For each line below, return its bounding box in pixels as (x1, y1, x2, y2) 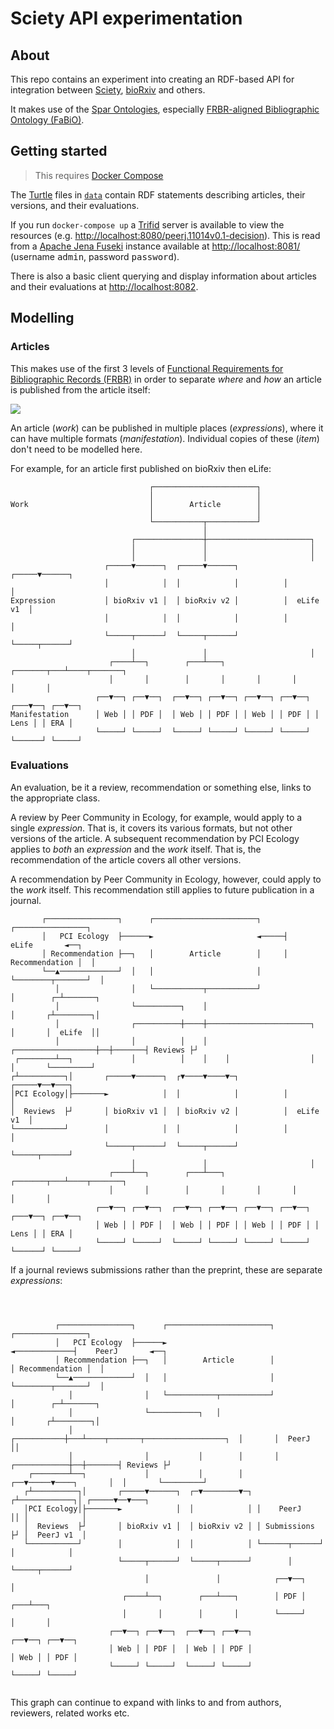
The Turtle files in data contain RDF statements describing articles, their (10, 188, 306, 201)
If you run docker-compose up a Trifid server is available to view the (10, 218, 285, 231)
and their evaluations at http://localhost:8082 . (10, 280, 199, 292)
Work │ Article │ (10, 499, 262, 509)
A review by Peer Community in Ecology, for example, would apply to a (10, 811, 303, 823)
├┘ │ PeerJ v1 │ (10, 1530, 87, 1540)
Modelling (10, 310, 75, 327)
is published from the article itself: (10, 383, 151, 396)
